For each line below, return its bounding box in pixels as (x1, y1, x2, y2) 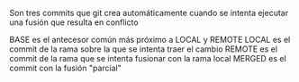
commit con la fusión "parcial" (9, 62, 122, 73)
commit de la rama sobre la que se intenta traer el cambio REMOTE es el (9, 44, 277, 54)
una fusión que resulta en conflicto (9, 17, 139, 28)
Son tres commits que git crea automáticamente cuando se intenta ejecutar (9, 8, 289, 18)
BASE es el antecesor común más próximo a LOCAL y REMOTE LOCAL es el (9, 35, 291, 45)
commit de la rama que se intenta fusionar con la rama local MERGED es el (9, 53, 286, 63)
